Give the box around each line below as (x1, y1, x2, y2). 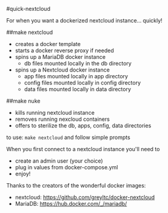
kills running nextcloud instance (15, 109, 95, 116)
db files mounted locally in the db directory (24, 60, 132, 67)
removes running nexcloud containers (15, 115, 110, 123)
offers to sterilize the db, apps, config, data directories (15, 122, 152, 129)
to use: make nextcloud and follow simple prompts (6, 134, 130, 141)
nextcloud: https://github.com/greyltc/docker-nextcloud (15, 194, 155, 201)
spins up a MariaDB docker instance (15, 53, 106, 60)
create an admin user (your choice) (15, 157, 103, 164)
